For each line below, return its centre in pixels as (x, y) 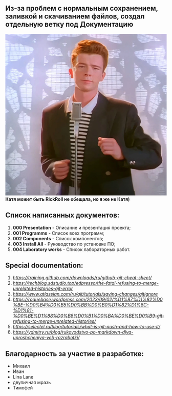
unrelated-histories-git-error (43, 288)
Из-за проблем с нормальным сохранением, (82, 8)
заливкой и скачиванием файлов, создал (75, 17)
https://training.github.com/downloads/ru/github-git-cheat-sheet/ (82, 278)
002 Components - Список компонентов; (58, 238)
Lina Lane (23, 377)
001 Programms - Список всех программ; (59, 233)
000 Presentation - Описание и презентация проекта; (72, 227)
